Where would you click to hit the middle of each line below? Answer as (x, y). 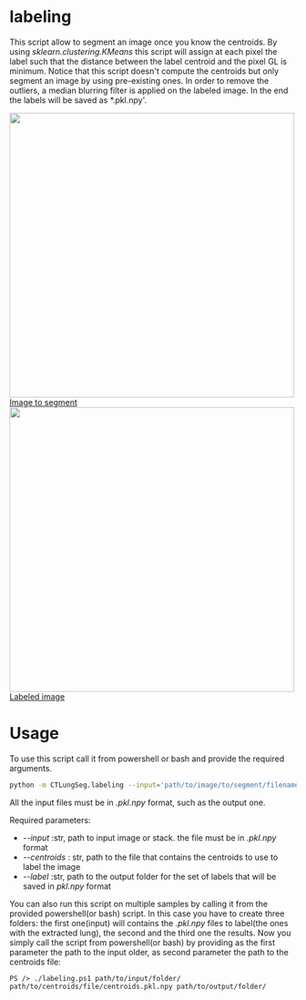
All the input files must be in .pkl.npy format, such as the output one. (138, 802)
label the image (51, 866)
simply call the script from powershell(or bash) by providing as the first (143, 942)
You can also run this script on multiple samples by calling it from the (139, 903)
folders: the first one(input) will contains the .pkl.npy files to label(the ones (149, 923)
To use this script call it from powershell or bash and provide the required (147, 759)
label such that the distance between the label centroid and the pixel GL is (148, 61)
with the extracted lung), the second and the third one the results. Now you (150, 933)
